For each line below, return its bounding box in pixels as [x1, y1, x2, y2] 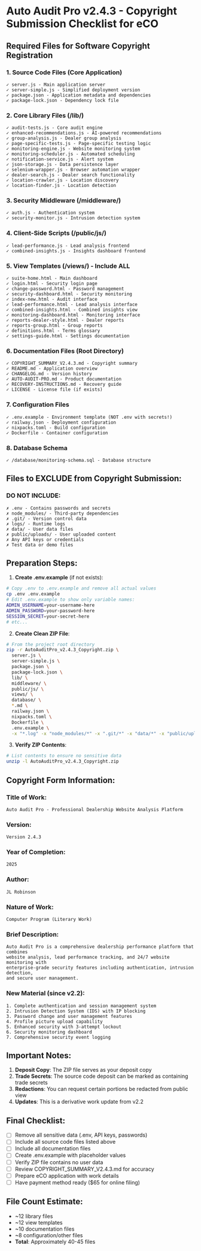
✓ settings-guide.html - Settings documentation [6, 333, 130, 339]
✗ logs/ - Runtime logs [6, 521, 66, 527]
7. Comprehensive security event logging [6, 1034, 111, 1040]
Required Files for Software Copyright [6, 41, 151, 51]
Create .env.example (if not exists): [14, 574, 103, 581]
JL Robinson [6, 889, 36, 895]
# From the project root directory [6, 641, 95, 648]
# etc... [6, 619, 28, 625]
